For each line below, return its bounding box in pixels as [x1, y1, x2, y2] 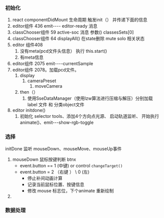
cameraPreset [27, 78, 56, 84]
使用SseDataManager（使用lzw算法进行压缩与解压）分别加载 [27, 95, 153, 101]
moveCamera [34, 83, 62, 89]
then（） [19, 89, 38, 95]
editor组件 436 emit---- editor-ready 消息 [12, 23, 98, 29]
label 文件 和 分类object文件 [27, 102, 85, 108]
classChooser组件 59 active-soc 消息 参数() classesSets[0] [12, 29, 134, 36]
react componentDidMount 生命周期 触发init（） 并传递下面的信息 [12, 17, 148, 23]
